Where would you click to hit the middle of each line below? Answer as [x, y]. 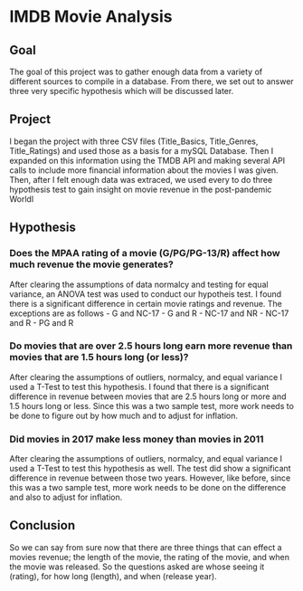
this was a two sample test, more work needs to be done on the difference [148, 488]
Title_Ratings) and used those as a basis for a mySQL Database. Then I [142, 150]
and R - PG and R [42, 322]
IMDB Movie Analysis [91, 17]
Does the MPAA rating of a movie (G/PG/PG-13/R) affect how [145, 253]
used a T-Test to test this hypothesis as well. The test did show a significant [150, 469]
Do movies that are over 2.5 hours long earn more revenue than [151, 346]
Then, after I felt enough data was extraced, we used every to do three [141, 179]
